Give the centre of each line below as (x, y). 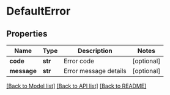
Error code (79, 61)
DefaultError (39, 11)
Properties (27, 34)
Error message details (95, 71)
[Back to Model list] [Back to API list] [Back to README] (76, 86)
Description (95, 51)
